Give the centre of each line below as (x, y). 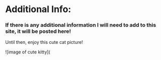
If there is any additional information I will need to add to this (81, 25)
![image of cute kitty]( (28, 52)
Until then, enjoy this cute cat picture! (44, 42)
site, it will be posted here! (38, 31)
